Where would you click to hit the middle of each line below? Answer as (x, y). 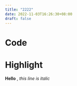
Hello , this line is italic (27, 78)
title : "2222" (19, 9)
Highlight (24, 65)
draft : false (18, 18)
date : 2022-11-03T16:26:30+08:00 (39, 14)
